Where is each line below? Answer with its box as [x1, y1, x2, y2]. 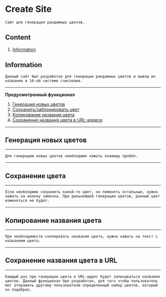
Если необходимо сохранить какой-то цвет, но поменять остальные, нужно [5, 190, 158, 195]
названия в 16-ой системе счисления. [5, 78, 83, 83]
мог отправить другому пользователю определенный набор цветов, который [5, 283, 158, 288]
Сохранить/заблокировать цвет [12, 106, 80, 112]
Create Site [5, 3, 52, 15]
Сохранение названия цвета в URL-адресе [12, 117, 103, 123]
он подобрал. [5, 287, 32, 292]
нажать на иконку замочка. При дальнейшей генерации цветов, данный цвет [5, 194, 161, 199]
